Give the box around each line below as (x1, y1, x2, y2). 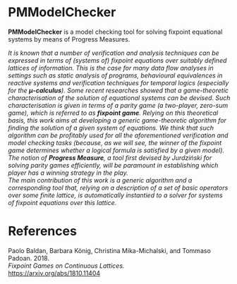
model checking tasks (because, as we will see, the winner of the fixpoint (8, 138, 221, 147)
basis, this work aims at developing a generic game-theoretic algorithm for (8, 116, 226, 124)
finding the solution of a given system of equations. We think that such (8, 123, 214, 132)
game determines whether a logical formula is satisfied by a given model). (8, 146, 225, 154)
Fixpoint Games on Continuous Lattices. (8, 261, 125, 270)
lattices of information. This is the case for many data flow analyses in (8, 63, 214, 72)
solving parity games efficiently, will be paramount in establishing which (8, 161, 219, 169)
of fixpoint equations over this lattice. (8, 198, 117, 206)
